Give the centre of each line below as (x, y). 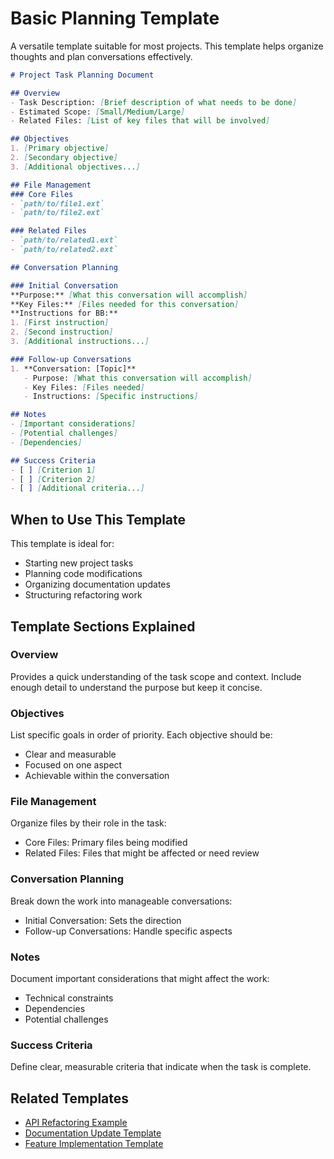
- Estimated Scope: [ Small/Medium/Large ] (98, 112)
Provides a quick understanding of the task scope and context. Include (156, 676)
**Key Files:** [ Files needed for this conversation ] (125, 304)
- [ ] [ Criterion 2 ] (53, 479)
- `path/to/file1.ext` (57, 203)
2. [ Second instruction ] (62, 332)
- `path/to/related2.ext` (64, 250)
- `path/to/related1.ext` (64, 240)
